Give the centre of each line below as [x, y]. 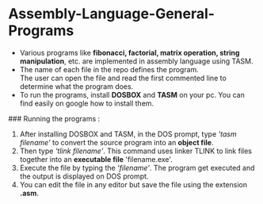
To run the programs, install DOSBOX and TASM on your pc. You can [132, 94]
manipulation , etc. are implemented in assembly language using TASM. [136, 61]
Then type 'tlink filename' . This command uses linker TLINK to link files [135, 151]
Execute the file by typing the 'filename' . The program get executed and [137, 167]
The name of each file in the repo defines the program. [109, 69]
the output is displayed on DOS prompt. [84, 176]
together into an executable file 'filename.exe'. [96, 159]
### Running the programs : [54, 118]
